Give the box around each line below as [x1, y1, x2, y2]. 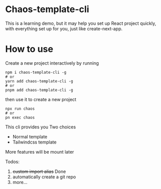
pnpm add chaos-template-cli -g [5, 87, 73, 92]
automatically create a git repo [12, 173, 76, 180]
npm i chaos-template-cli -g [5, 70, 67, 75]
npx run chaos [5, 106, 35, 111]
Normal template [12, 133, 47, 139]
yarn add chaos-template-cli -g [5, 78, 73, 84]
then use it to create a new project [5, 96, 77, 102]
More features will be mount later [5, 149, 74, 155]
